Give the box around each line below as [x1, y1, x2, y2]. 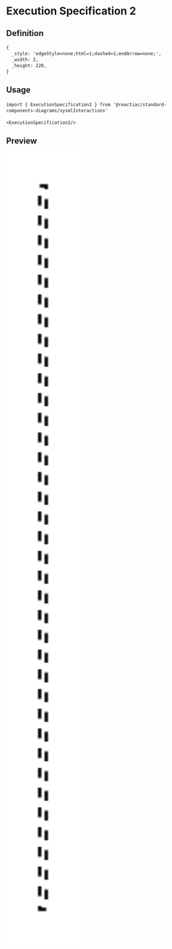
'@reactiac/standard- [113, 101, 167, 107]
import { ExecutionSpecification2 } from [6, 101, 111, 107]
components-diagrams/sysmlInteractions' [6, 107, 109, 113]
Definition [6, 28, 44, 38]
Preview [6, 136, 38, 146]
